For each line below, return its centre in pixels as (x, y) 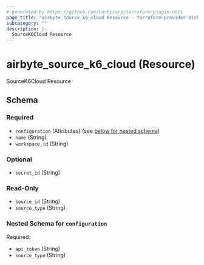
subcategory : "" (27, 23)
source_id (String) (38, 201)
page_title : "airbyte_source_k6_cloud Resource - (70, 18)
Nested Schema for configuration (57, 224)
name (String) (31, 137)
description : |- (27, 29)
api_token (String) (38, 249)
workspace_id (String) (42, 144)
